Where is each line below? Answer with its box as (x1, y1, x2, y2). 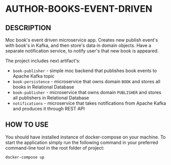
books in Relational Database (12, 84, 74, 90)
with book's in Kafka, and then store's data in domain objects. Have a (5, 42, 152, 49)
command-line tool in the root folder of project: (5, 145, 104, 151)
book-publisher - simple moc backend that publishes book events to (12, 67, 157, 74)
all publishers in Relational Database (12, 95, 90, 101)
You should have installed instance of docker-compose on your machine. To (5, 134, 166, 140)
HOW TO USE (5, 121, 49, 129)
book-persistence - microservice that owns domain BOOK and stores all (12, 79, 160, 84)
